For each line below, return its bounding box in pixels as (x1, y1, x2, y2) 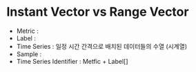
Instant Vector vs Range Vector (6, 4, 189, 20)
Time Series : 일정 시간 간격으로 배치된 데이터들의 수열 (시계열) (16, 42, 188, 50)
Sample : (16, 49, 42, 58)
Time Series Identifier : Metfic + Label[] (16, 57, 128, 65)
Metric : (16, 27, 39, 35)
